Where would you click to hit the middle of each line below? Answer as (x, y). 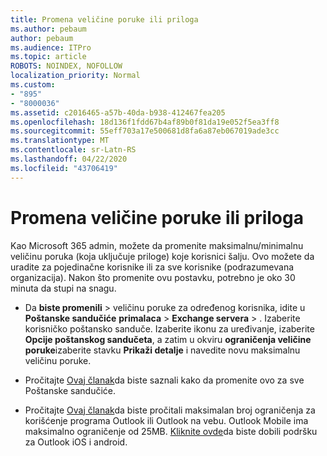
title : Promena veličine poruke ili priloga (104, 19)
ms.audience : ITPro (51, 47)
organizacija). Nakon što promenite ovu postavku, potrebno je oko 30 (153, 277)
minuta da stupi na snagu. (63, 288)
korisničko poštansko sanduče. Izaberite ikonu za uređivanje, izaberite (169, 328)
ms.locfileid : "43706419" (64, 168)
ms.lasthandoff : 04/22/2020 (69, 159)
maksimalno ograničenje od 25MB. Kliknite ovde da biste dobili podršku (171, 431)
